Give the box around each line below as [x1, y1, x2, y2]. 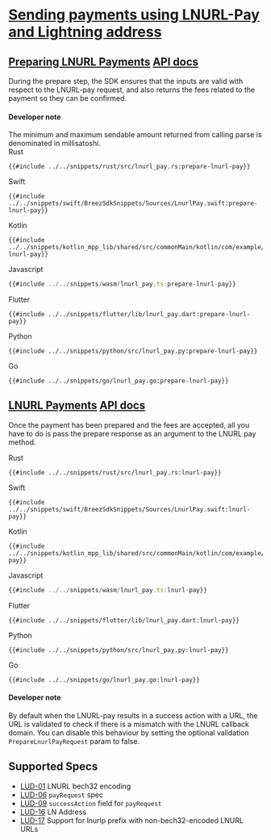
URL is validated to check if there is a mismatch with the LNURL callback [8, 719, 250, 729]
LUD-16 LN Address [19, 807, 87, 817]
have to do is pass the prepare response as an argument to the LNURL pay [8, 428, 256, 438]
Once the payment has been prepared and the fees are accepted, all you [8, 420, 250, 429]
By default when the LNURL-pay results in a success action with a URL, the [8, 710, 258, 720]
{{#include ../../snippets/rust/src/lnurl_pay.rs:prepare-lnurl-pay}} [8, 163, 251, 171]
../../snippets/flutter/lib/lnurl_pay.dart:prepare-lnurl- [48, 311, 251, 319]
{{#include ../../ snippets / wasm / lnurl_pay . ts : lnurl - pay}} [8, 586, 207, 594]
